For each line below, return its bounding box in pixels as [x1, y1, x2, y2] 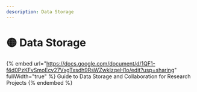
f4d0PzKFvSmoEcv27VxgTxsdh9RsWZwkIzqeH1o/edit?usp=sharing [6, 66, 175, 73]
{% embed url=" [6, 60, 47, 67]
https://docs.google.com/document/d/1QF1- [46, 60, 155, 67]
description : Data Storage [6, 8, 74, 15]
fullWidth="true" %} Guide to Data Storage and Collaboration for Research [6, 73, 191, 80]
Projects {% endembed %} [6, 79, 73, 86]
